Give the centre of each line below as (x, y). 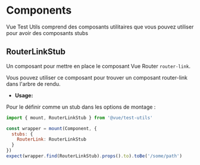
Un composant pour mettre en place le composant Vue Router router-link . (99, 66)
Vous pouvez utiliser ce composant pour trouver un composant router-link (97, 77)
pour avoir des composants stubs (47, 33)
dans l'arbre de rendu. (33, 84)
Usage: (24, 95)
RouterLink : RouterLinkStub (51, 139)
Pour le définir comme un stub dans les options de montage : (81, 107)
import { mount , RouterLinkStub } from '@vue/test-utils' (79, 118)
